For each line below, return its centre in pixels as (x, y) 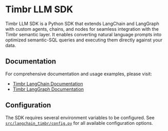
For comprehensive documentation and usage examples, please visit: (79, 74)
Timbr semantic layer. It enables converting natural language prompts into (83, 34)
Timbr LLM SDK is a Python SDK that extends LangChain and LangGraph (82, 24)
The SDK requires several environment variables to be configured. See (80, 117)
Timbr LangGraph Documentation (48, 89)
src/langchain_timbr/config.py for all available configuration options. (79, 123)
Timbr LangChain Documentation (48, 83)
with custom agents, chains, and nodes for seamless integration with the (82, 29)
